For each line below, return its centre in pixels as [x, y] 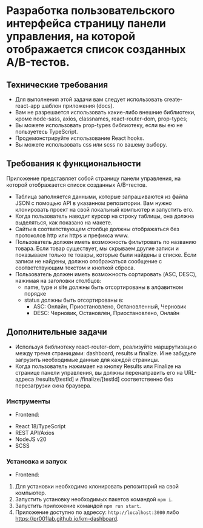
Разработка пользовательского [91, 11]
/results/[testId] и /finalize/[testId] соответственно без [104, 379]
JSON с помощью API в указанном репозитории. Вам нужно [93, 203]
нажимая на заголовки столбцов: [58, 280]
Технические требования [57, 85]
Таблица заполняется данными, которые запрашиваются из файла [101, 196]
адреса [25, 379]
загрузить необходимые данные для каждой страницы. [87, 360]
